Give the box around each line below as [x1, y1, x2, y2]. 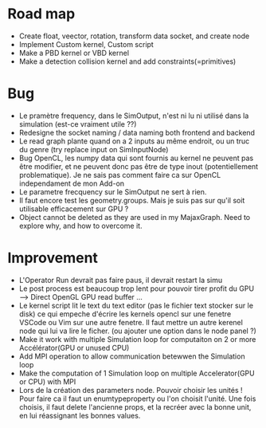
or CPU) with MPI [18, 376, 76, 387]
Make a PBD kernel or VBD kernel [18, 48, 129, 57]
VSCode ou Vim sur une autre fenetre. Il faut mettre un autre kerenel [18, 317, 244, 327]
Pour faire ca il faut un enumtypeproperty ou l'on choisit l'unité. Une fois [18, 394, 256, 403]
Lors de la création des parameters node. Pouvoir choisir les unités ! [18, 385, 244, 395]
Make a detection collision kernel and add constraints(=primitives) [18, 57, 237, 66]
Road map [7, 5, 76, 23]
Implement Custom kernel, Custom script [18, 39, 155, 49]
